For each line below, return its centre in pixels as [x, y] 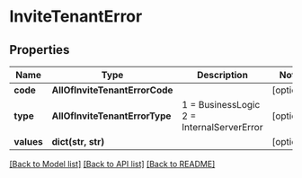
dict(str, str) [78, 142]
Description [222, 75]
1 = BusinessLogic [221, 105]
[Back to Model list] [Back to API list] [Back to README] [112, 164]
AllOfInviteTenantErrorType [111, 116]
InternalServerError [222, 127]
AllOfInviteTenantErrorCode [112, 90]
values [28, 142]
